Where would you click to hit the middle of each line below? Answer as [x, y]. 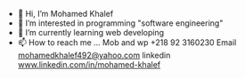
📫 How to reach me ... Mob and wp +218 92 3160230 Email [127, 43]
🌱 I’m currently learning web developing [91, 32]
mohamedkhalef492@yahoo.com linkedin [94, 55]
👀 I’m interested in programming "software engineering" [120, 23]
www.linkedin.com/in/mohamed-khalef [89, 65]
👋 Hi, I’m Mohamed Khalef [65, 14]
